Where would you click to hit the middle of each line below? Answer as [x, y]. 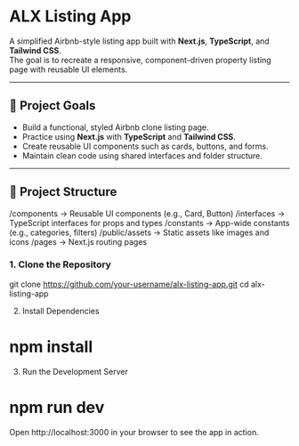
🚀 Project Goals [53, 105]
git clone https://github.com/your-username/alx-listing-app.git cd [129, 284]
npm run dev [57, 407]
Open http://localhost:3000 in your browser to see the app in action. [134, 432]
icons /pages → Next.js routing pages [78, 241]
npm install [51, 347]
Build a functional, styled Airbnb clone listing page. [115, 127]
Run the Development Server [75, 371]
